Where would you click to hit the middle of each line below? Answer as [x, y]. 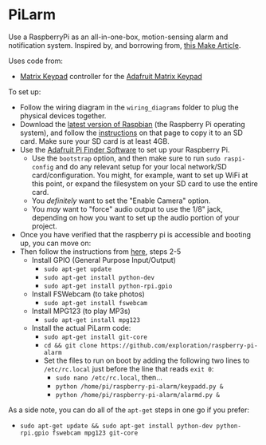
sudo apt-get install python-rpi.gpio [108, 286]
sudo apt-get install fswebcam [95, 303]
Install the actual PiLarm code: [81, 328]
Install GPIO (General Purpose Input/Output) [104, 260]
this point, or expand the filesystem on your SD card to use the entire [145, 183]
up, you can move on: [55, 243]
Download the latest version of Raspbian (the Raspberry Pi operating [132, 124]
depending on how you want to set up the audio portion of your [135, 217]
